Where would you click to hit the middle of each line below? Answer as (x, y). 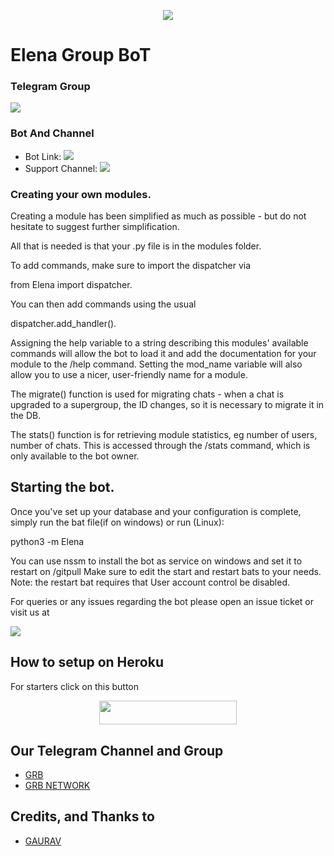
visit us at (30, 612)
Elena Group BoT (81, 55)
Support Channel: (61, 168)
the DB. (26, 416)
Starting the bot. (62, 487)
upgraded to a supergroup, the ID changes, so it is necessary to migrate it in (167, 405)
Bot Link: (43, 156)
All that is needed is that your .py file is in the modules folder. (136, 246)
